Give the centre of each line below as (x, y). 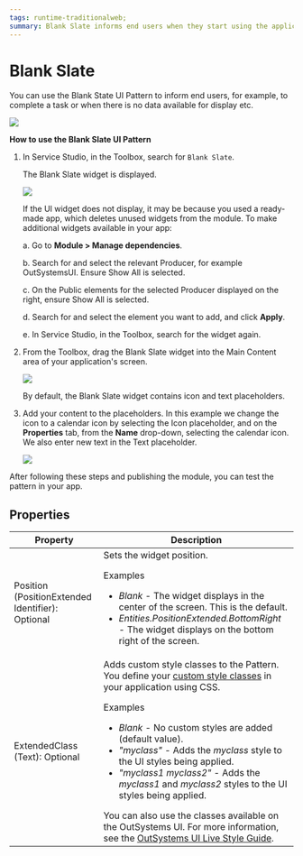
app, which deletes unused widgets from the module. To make (161, 218)
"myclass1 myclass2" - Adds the (189, 773)
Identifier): (36, 608)
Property (54, 540)
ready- (273, 209)
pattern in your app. (46, 486)
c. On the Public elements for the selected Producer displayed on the (151, 290)
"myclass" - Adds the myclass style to (200, 750)
